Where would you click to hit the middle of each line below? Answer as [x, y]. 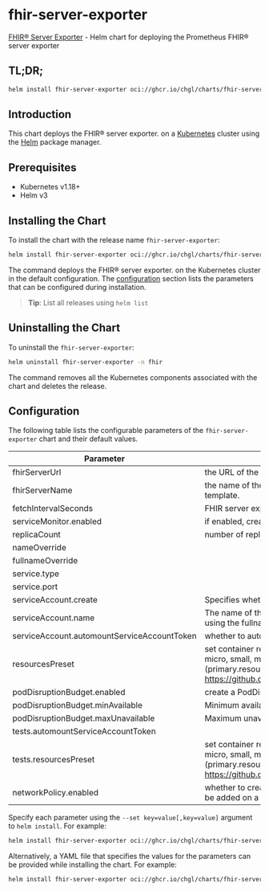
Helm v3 [34, 195]
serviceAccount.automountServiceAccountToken [105, 636]
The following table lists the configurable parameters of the [106, 431]
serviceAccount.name [53, 618]
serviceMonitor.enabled [57, 521]
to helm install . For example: [57, 826]
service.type [36, 574]
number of [224, 534]
